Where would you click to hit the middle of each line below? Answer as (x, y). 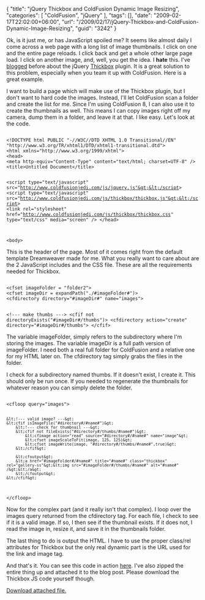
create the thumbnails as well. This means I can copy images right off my (99, 111)
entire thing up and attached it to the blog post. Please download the (93, 572)
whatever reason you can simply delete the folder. (69, 388)
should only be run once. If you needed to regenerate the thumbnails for (97, 381)
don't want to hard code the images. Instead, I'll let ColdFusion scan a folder (102, 98)
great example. (25, 79)
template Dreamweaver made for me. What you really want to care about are (103, 258)
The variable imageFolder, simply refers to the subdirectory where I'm (94, 337)
